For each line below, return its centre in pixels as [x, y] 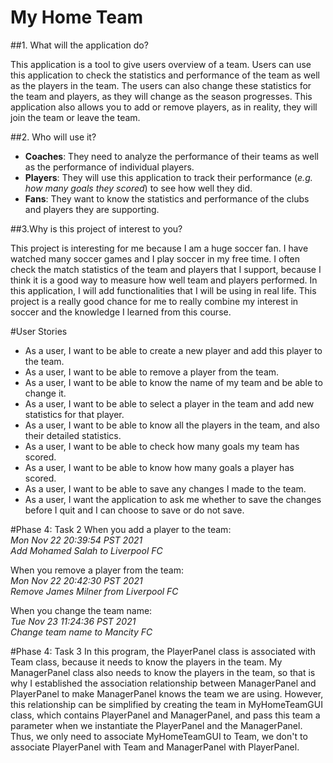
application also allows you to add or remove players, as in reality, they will [164, 107]
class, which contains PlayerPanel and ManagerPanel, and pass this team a [165, 715]
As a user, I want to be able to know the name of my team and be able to [173, 382]
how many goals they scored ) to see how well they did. [138, 188]
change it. [45, 393]
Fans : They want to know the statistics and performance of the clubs [167, 198]
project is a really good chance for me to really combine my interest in [154, 301]
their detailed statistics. [73, 435]
